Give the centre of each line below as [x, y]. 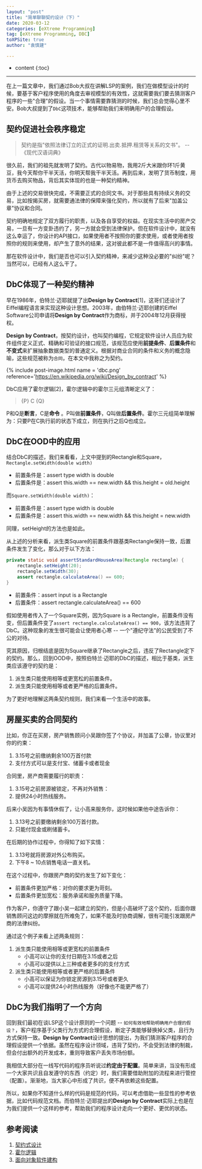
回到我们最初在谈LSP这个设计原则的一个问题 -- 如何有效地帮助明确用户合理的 [96, 1023]
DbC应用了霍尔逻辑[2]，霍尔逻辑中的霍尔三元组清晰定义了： [81, 389]
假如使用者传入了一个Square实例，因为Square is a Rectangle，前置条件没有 [100, 615]
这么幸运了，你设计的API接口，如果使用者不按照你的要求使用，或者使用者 [97, 236]
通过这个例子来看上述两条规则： [46, 936]
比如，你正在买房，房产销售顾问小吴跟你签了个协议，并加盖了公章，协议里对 [101, 735]
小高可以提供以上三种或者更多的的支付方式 [77, 964]
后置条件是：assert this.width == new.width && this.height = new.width [103, 516]
